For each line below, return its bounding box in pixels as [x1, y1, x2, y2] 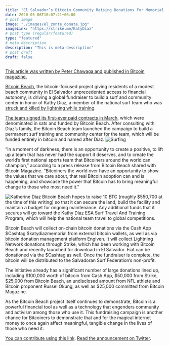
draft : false [5, 54, 33, 60]
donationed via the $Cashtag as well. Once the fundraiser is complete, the [5, 252, 160, 258]
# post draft [5, 50, 33, 55]
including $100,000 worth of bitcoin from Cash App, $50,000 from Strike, [5, 273, 158, 279]
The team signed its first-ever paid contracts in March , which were [5, 115, 144, 121]
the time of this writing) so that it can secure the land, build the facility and [5, 199, 160, 205]
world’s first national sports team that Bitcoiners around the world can [5, 157, 151, 163]
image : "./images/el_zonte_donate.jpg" [5, 21, 90, 27]
